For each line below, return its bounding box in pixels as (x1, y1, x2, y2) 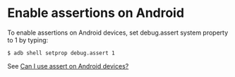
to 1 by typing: (7, 35, 49, 44)
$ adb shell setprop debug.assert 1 (7, 49, 115, 57)
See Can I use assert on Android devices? (7, 61, 129, 70)
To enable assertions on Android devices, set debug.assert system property (7, 28, 229, 37)
